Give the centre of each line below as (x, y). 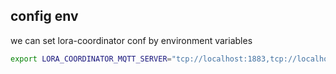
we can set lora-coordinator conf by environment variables (131, 40)
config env (44, 16)
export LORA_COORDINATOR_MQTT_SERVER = (91, 59)
